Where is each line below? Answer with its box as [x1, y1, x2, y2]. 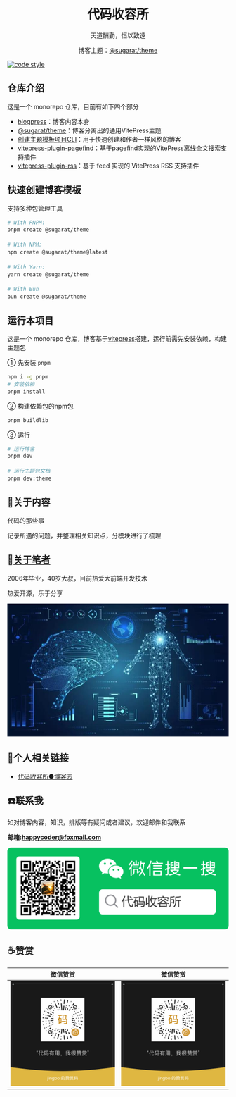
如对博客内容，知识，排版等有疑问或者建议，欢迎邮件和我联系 [7, 818, 186, 826]
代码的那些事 [7, 516, 44, 525]
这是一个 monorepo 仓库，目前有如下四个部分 [7, 102, 139, 111]
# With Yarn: [7, 264, 46, 271]
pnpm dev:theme [7, 475, 52, 482]
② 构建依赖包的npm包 [7, 402, 74, 410]
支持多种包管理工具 [7, 204, 63, 212]
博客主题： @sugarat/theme [78, 46, 158, 54]
